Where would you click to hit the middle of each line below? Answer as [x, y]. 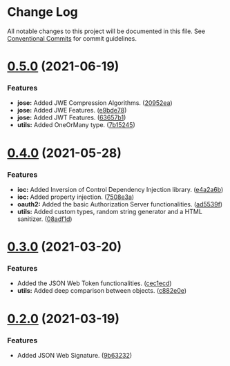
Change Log [42, 12]
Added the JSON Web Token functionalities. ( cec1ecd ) [94, 283]
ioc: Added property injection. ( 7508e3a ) [76, 197]
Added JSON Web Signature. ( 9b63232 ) [75, 355]
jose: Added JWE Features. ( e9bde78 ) [72, 110]
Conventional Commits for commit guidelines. [72, 38]
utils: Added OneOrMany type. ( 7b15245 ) [76, 125]
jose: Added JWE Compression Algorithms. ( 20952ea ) [95, 103]
